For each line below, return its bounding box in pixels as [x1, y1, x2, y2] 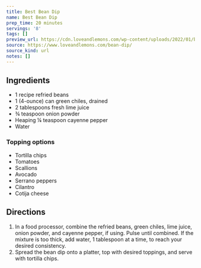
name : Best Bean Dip [6, 14, 58, 20]
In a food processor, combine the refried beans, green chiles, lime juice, [14, 223, 193, 230]
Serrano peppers [14, 177, 57, 184]
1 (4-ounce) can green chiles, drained [14, 98, 108, 105]
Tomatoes [14, 158, 40, 165]
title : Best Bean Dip [6, 8, 60, 15]
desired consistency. [14, 242, 66, 249]
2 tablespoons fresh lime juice [14, 104, 90, 111]
